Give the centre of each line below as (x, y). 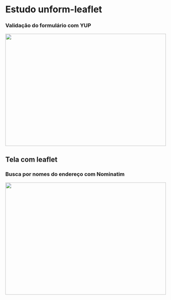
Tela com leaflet (31, 159)
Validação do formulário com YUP (48, 26)
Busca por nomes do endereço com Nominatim (65, 174)
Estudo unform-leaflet (54, 9)
